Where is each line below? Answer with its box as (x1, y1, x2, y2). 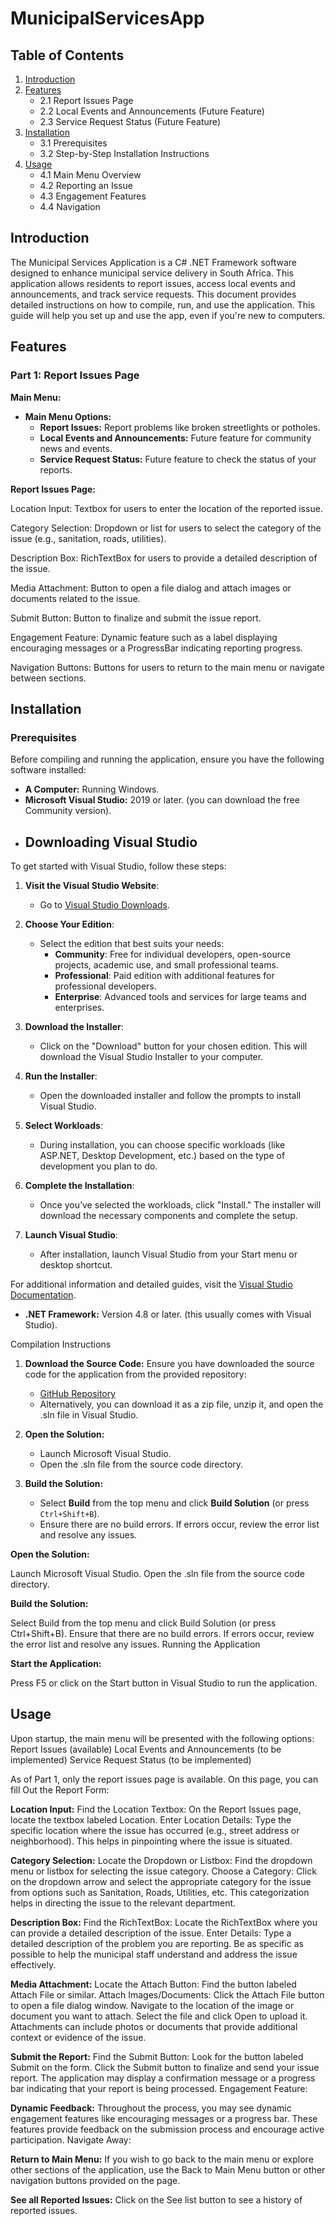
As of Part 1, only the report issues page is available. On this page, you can (10, 1773, 319, 1785)
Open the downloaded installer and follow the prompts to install (39, 1090, 302, 1101)
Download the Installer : (24, 1021, 124, 1032)
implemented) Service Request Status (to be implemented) (10, 1753, 252, 1766)
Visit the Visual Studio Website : (24, 880, 160, 891)
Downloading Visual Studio (24, 833, 198, 851)
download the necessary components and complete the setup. (39, 1210, 298, 1221)
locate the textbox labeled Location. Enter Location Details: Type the (10, 1813, 292, 1826)
